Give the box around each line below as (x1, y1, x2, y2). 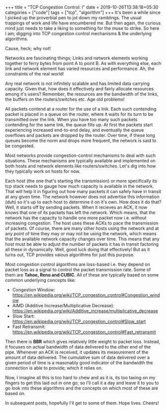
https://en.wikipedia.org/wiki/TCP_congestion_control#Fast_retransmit (12, 329, 156, 335)
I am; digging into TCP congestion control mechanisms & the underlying (5, 31, 152, 36)
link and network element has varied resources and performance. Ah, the (5, 66, 155, 71)
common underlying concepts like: (5, 277, 76, 283)
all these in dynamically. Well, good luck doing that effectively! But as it (5, 247, 150, 252)
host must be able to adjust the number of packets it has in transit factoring (5, 241, 159, 247)
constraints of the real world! (5, 71, 64, 76)
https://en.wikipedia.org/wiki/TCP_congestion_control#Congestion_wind (12, 292, 160, 298)
